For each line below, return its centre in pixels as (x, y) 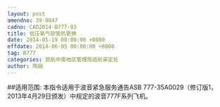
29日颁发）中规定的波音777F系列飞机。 (95, 96)
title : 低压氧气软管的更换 (42, 33)
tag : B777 (22, 53)
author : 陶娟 (25, 66)
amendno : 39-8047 (33, 20)
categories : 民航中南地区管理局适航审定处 (63, 60)
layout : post (26, 14)
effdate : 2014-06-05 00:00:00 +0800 (61, 46)
